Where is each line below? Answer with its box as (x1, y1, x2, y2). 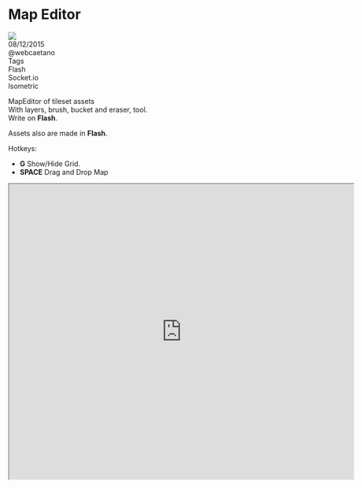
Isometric (8, 81, 39, 91)
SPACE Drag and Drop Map (19, 167, 109, 176)
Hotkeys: (8, 143, 37, 153)
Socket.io (8, 72, 39, 82)
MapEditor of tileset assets (8, 96, 95, 105)
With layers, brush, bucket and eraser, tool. (8, 105, 148, 114)
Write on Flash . (8, 113, 58, 123)
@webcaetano (8, 47, 55, 57)
